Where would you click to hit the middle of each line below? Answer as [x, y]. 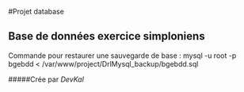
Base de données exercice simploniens [107, 36]
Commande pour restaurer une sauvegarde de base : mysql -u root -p [122, 56]
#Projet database [36, 11]
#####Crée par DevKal [46, 79]
